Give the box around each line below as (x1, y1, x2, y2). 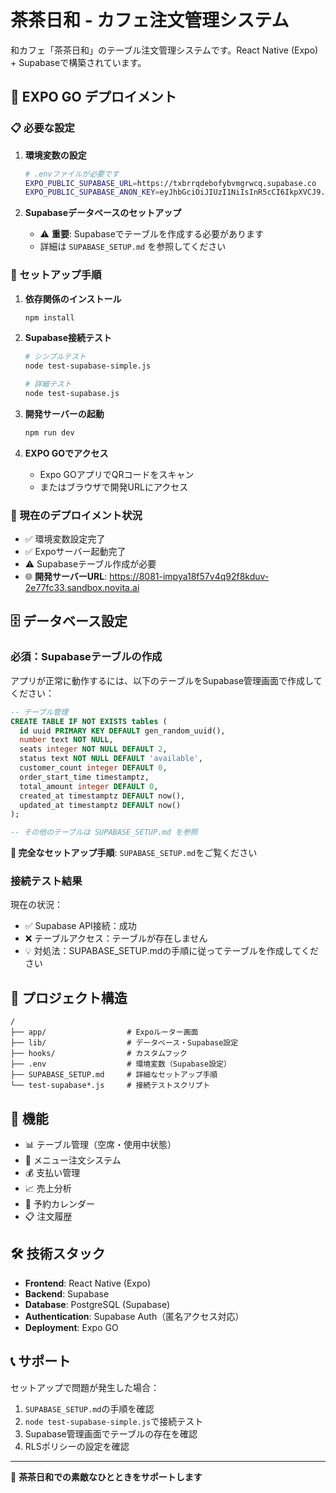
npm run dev (24, 427, 75, 438)
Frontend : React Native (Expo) (24, 1277, 152, 1289)
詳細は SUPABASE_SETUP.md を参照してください (39, 241, 227, 253)
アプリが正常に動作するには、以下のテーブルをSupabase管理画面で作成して (10, 674, 323, 686)
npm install (24, 312, 75, 323)
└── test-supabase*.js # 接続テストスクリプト (10, 1081, 211, 1091)
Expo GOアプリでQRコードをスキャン (39, 468, 195, 480)
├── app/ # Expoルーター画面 (10, 1027, 199, 1038)
